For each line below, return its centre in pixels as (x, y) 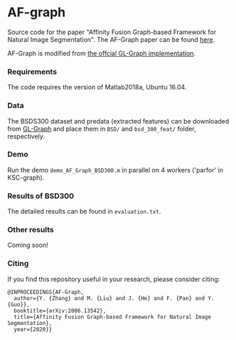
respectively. (26, 136)
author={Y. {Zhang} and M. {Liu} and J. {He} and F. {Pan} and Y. (114, 298)
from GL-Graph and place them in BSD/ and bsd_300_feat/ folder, (102, 128)
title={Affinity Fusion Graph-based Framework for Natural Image (113, 317)
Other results (31, 230)
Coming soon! (28, 245)
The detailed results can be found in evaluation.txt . (84, 212)
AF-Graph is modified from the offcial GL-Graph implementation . (102, 53)
